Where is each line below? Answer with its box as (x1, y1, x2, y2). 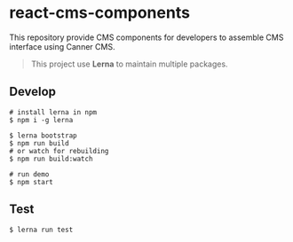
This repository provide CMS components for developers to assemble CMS (9, 32, 284, 43)
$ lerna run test (9, 225, 74, 234)
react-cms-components (9, 3, 191, 23)
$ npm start (9, 177, 53, 186)
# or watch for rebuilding (9, 146, 109, 155)
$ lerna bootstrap (9, 131, 77, 140)
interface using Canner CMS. (9, 41, 115, 51)
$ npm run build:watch (9, 154, 93, 163)
